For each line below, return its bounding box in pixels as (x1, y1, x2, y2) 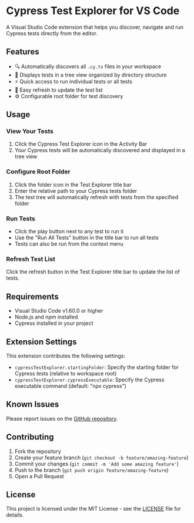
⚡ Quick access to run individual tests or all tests (14, 78, 132, 85)
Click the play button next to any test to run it (14, 228, 124, 235)
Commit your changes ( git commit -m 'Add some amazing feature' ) (14, 460, 179, 467)
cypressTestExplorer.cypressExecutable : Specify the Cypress (14, 376, 165, 383)
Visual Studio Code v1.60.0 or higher (14, 307, 103, 314)
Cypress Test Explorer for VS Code (6, 4, 180, 18)
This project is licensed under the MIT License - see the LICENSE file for (6, 505, 181, 512)
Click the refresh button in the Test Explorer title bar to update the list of (6, 269, 180, 276)
